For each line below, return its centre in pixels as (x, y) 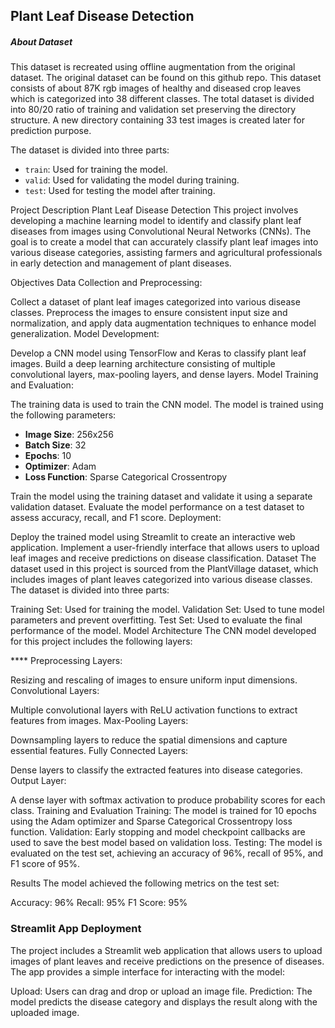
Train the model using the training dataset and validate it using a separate (161, 496)
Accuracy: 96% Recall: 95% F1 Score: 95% (99, 903)
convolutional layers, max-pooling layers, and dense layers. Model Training (164, 375)
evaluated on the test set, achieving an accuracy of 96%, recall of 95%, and (167, 853)
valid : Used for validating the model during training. (132, 180)
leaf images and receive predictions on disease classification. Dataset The (163, 558)
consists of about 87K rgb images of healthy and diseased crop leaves (156, 88)
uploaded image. (45, 1012)
